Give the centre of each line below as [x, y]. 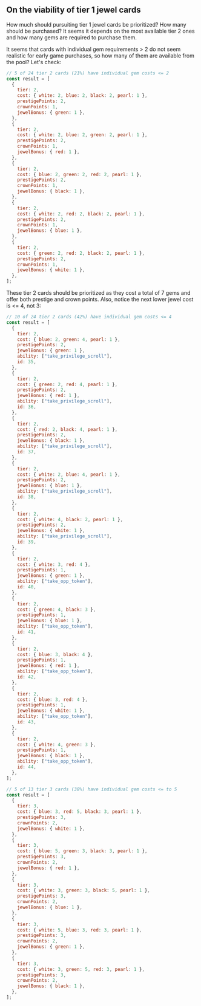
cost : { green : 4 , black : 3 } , [57, 610]
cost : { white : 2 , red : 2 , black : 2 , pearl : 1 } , [81, 214]
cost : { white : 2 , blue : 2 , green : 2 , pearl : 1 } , [82, 135]
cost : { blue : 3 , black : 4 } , [55, 654]
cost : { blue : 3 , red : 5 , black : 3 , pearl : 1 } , [80, 812]
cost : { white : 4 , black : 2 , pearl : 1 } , [70, 519]
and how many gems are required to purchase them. [72, 37]
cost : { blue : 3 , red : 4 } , [52, 699]
